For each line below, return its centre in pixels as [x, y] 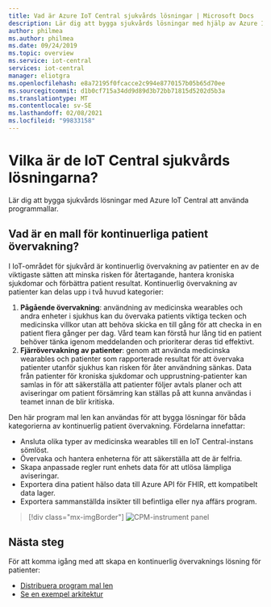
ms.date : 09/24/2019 [43, 46]
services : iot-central [46, 69]
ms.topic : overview [41, 53]
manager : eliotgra [39, 76]
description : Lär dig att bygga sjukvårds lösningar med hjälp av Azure [133, 23]
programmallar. [33, 208]
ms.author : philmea [41, 38]
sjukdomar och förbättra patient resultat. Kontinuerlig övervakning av [123, 283]
